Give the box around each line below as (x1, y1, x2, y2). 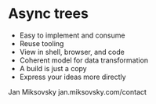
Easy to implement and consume (19, 30, 125, 40)
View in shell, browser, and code (19, 47, 125, 56)
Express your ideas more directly (19, 72, 127, 81)
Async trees (8, 5, 89, 23)
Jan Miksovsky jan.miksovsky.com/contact (8, 87, 147, 96)
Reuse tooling (19, 38, 64, 48)
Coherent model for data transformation (19, 56, 149, 65)
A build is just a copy (19, 63, 88, 73)
